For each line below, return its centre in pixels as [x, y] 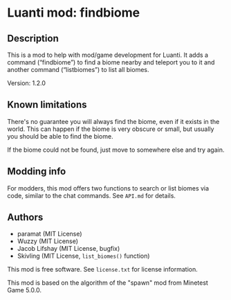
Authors [25, 217]
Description [33, 38]
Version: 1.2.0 [27, 83]
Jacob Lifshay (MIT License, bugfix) [68, 249]
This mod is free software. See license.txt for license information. [103, 270]
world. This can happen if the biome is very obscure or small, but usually [111, 129]
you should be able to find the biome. [60, 136]
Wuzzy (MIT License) [47, 241]
